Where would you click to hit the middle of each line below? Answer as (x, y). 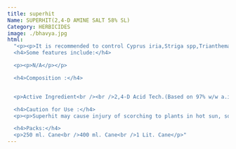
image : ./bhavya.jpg (38, 33)
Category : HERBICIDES (39, 27)
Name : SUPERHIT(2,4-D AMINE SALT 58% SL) (69, 20)
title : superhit (31, 14)
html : (15, 40)
